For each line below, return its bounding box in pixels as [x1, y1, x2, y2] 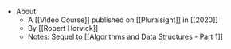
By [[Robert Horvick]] [27, 24, 99, 32]
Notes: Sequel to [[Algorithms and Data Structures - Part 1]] [27, 32, 223, 41]
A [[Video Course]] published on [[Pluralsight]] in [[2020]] [27, 15, 218, 24]
